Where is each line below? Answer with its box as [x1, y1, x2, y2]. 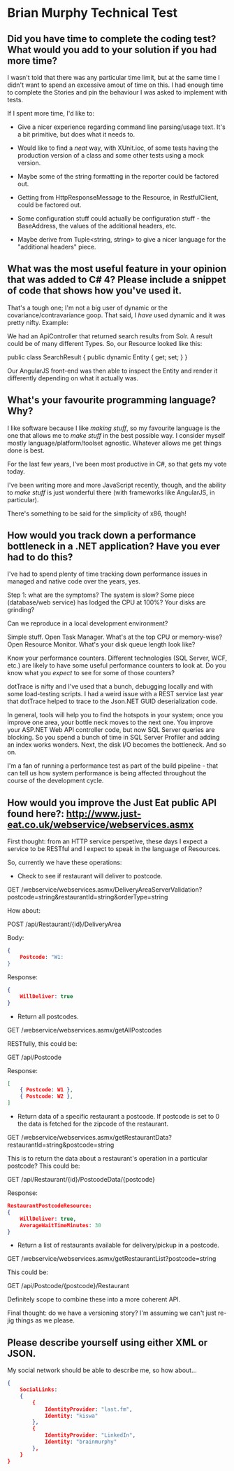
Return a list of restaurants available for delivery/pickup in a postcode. [17, 1241, 219, 1250]
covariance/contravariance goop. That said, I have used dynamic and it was [7, 310, 226, 319]
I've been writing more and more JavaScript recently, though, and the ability [7, 481, 226, 489]
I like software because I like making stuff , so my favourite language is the [7, 424, 221, 432]
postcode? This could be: [7, 1161, 80, 1170]
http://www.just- [66, 808, 142, 820]
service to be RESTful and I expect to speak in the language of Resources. [7, 845, 221, 853]
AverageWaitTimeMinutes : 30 [20, 1222, 101, 1229]
